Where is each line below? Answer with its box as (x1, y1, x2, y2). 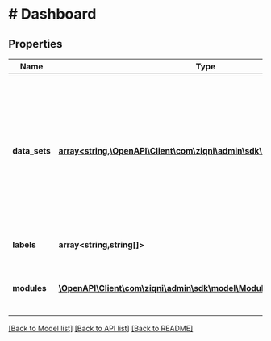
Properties (8, 37, 63, 51)
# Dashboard (8, 5, 97, 23)
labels (12, 239, 36, 250)
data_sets (12, 145, 51, 156)
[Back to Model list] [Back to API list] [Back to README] (8, 324, 194, 333)
